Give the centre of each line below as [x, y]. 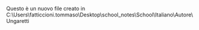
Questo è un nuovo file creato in [46, 9]
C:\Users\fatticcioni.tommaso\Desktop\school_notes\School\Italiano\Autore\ [100, 15]
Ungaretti [18, 21]
